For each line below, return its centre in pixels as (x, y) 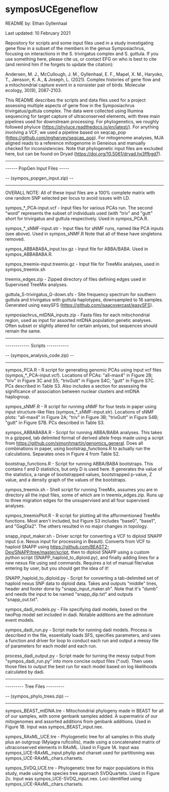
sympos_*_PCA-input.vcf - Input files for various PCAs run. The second (79, 208)
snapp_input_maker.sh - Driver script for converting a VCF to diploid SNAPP (84, 536)
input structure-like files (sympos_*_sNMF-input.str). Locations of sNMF (80, 412)
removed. (15, 239)
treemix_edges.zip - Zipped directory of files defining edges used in (76, 279)
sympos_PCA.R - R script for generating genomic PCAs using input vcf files (83, 369)
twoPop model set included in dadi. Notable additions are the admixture (79, 615)
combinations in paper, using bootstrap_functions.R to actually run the (78, 448)
